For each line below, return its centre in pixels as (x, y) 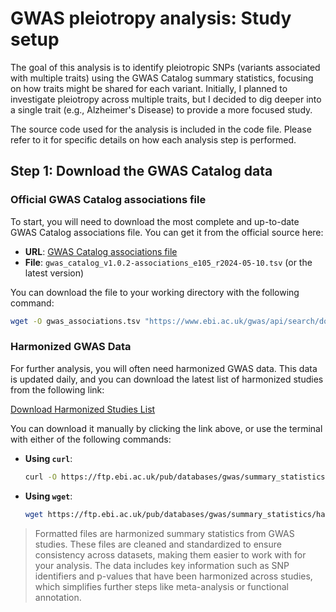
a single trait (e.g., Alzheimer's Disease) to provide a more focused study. (161, 109)
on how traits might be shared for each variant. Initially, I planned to (149, 88)
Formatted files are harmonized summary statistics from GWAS (164, 533)
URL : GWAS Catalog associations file (101, 251)
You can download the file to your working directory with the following (155, 292)
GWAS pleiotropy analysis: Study (151, 18)
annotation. (58, 597)
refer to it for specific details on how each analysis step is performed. (153, 139)
